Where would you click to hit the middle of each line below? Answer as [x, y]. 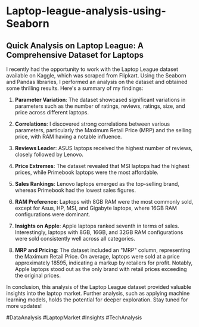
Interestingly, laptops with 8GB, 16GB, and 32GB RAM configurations [99, 232]
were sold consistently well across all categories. [75, 239]
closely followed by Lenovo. [49, 154]
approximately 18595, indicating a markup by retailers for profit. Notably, [104, 263]
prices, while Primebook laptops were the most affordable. [87, 172]
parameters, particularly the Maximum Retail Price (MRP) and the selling [103, 130]
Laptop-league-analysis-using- [86, 11]
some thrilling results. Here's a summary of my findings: [75, 88]
